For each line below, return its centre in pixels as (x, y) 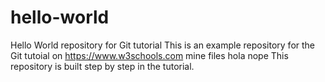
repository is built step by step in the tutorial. (102, 66)
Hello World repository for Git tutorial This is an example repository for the (163, 45)
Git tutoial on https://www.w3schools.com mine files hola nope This (149, 55)
